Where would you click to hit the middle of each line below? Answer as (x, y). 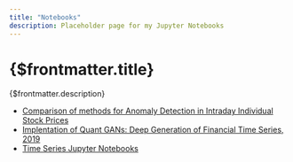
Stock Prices (45, 120)
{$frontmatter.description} (57, 94)
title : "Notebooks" (45, 17)
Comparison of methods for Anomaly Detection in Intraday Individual (147, 111)
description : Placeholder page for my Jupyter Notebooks (117, 26)
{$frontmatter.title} (82, 69)
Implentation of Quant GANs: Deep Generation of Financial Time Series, (153, 130)
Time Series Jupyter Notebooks (80, 149)
